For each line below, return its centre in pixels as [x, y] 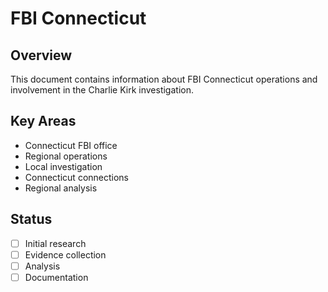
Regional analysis [61, 188]
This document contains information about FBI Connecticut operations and [164, 79]
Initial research [55, 243]
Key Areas [43, 121]
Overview [41, 55]
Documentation [56, 277]
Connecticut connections [77, 177]
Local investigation [63, 166]
